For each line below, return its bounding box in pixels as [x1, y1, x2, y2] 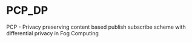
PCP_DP [6, 4, 48, 17]
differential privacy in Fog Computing [6, 29, 99, 36]
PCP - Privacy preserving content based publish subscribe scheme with [6, 23, 186, 30]
